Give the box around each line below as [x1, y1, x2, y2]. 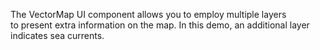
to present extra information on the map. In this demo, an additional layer [10, 19, 310, 31]
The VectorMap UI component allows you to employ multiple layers [10, 9, 287, 20]
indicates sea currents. [10, 30, 105, 41]
